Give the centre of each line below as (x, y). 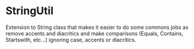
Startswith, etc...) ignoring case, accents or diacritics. (71, 40)
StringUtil (30, 11)
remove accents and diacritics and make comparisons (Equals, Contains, (95, 33)
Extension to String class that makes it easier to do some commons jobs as (97, 27)
